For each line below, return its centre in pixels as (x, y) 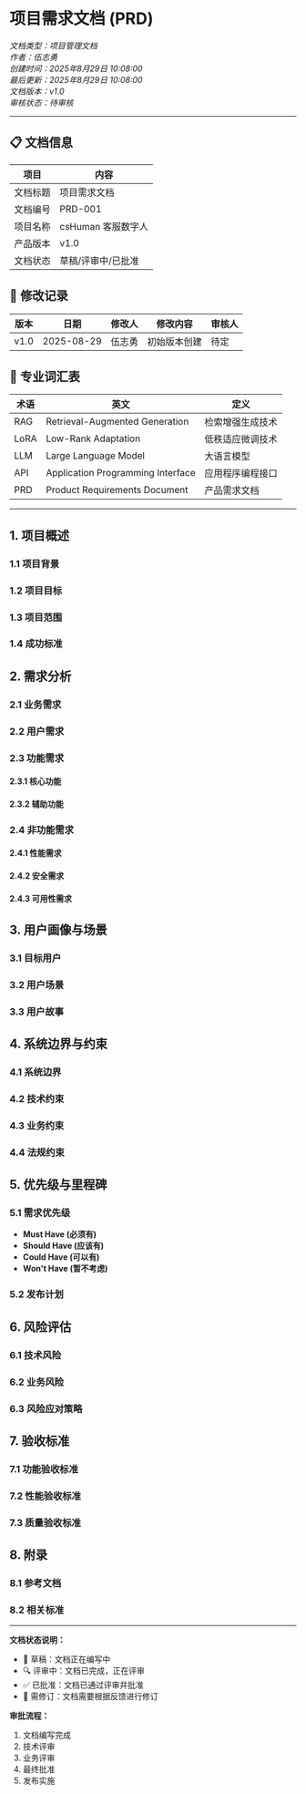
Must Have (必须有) (60, 1234)
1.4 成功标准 (36, 644)
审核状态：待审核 (41, 102)
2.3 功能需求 (37, 758)
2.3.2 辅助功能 (36, 804)
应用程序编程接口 (241, 473)
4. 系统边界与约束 (58, 1044)
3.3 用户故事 (37, 1011)
